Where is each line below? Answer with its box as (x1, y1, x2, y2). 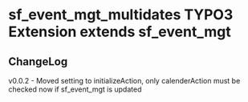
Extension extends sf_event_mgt (8, 22, 231, 41)
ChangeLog (8, 55, 68, 68)
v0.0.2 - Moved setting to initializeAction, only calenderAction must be (8, 76, 241, 85)
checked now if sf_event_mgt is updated (8, 84, 142, 94)
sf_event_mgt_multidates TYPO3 (8, 6, 234, 24)
